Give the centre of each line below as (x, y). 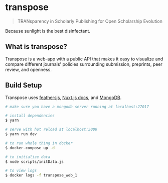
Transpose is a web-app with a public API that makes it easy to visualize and (84, 59)
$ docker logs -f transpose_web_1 (41, 175)
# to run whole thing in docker (39, 143)
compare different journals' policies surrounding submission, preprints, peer (84, 64)
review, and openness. (28, 69)
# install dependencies (30, 116)
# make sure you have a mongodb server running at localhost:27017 (77, 107)
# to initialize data (28, 157)
